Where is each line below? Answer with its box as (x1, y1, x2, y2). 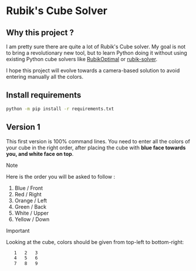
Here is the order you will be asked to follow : (6, 173, 116, 180)
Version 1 (6, 122, 40, 132)
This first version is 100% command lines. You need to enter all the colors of (6, 138, 191, 145)
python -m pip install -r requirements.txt (6, 106, 114, 112)
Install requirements (6, 90, 82, 101)
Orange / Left (14, 197, 47, 204)
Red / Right (14, 190, 42, 198)
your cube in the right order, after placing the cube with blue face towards (6, 144, 186, 151)
